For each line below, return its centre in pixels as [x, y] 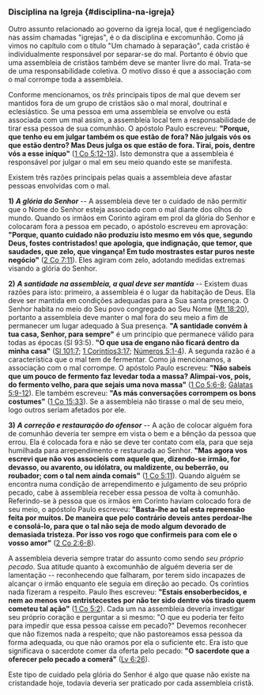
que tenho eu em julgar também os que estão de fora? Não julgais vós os [130, 137]
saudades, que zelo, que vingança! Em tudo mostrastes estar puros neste [132, 252]
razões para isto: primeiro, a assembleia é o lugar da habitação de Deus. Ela [132, 292]
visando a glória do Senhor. [53, 268]
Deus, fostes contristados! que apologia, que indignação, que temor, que [130, 243]
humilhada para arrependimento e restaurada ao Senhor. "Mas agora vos [128, 450]
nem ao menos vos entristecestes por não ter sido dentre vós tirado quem [132, 601]
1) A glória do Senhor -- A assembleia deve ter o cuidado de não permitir [128, 201]
